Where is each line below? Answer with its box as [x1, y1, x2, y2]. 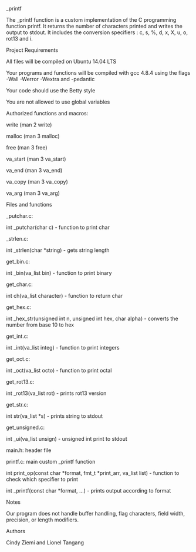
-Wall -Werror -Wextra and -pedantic [6, 76, 95, 82]
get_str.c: [6, 401, 29, 408]
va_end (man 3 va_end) [6, 167, 63, 174]
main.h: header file [6, 447, 52, 454]
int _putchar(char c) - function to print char [6, 224, 110, 231]
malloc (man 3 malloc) [6, 132, 60, 139]
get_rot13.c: [6, 378, 35, 385]
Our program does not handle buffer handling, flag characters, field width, [6, 510, 185, 517]
